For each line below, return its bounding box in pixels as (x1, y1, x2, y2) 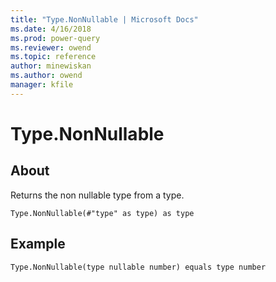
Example (10, 236, 66, 253)
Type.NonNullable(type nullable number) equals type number (10, 262, 267, 272)
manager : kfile (10, 80, 74, 90)
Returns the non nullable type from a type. (10, 189, 185, 201)
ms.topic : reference (10, 52, 97, 62)
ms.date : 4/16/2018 (10, 24, 92, 34)
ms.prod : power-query (10, 33, 101, 43)
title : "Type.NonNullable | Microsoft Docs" (10, 14, 199, 25)
